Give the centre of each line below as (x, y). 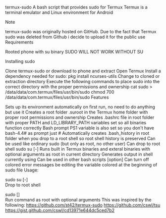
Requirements (19, 42)
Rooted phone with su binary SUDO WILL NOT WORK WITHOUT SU (74, 52)
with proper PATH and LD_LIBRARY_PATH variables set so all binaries (76, 123)
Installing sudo (20, 61)
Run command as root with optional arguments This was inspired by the (78, 200)
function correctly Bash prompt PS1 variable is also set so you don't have (80, 128)
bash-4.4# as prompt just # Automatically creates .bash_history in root (77, 133)
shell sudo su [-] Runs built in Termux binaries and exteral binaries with (78, 149)
